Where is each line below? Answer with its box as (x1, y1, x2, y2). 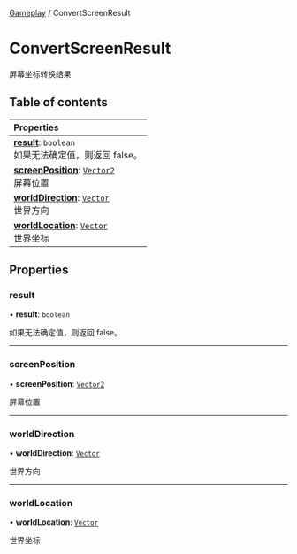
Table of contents (9, 95, 108, 110)
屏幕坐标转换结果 (9, 68, 72, 79)
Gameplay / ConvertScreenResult (9, 8, 131, 18)
